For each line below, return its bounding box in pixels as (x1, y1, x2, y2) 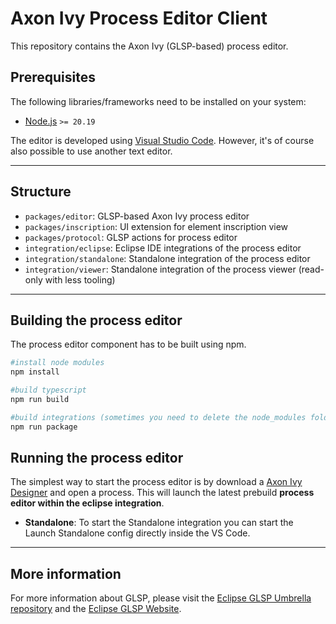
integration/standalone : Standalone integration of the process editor (24, 252, 311, 264)
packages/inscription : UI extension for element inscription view (24, 220, 289, 232)
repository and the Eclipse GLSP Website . (10, 603, 182, 615)
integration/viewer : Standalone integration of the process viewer (24, 263, 297, 275)
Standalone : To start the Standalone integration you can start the (24, 517, 294, 529)
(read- (298, 263, 325, 275)
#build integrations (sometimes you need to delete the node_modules (10, 412, 307, 422)
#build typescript (10, 385, 87, 396)
